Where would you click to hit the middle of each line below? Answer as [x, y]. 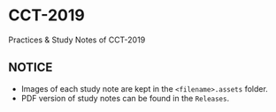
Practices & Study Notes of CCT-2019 [77, 40]
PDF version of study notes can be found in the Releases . [125, 98]
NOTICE [31, 67]
